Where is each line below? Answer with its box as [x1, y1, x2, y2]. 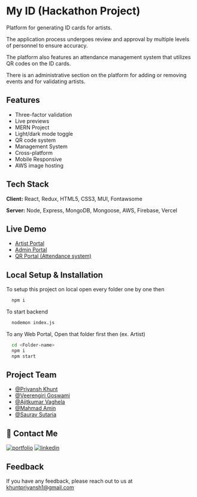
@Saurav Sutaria [14, 411, 57, 418]
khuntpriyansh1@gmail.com [6, 484, 74, 491]
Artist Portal [14, 240, 45, 247]
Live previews [14, 117, 50, 124]
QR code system [14, 136, 56, 144]
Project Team [6, 370, 57, 380]
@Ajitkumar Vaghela [14, 398, 65, 405]
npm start [11, 353, 36, 359]
